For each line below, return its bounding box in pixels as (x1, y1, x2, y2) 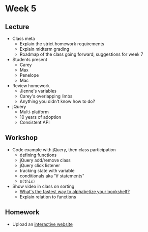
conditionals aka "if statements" (19, 173, 85, 179)
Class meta (12, 35, 35, 41)
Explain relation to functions (19, 194, 76, 199)
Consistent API (19, 119, 50, 125)
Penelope (19, 72, 39, 78)
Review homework (12, 83, 50, 89)
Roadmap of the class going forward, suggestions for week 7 (19, 51, 144, 57)
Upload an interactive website (12, 221, 73, 227)
